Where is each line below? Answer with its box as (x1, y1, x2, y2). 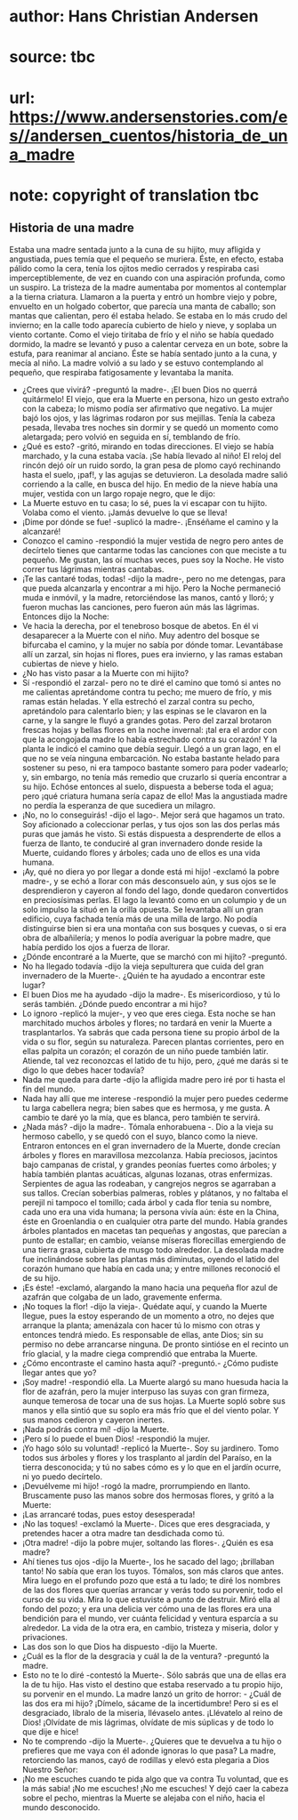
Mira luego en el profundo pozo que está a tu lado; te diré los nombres (21, 1574, 281, 1585)
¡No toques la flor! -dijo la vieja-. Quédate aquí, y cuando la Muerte (21, 1301, 268, 1311)
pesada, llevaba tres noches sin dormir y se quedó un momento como (21, 422, 278, 432)
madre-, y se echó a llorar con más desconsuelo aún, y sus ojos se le (21, 875, 277, 886)
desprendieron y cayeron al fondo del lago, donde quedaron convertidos (21, 885, 289, 896)
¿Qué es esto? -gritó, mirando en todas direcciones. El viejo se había (21, 440, 274, 451)
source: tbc (9, 47, 96, 68)
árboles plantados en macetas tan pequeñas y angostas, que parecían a (21, 1225, 287, 1236)
